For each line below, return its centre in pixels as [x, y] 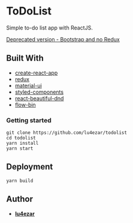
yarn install [22, 143]
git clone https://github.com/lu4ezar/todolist [67, 133]
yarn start [20, 148]
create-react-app [36, 73]
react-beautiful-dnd [39, 98]
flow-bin [25, 105]
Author [19, 199]
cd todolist [21, 138]
